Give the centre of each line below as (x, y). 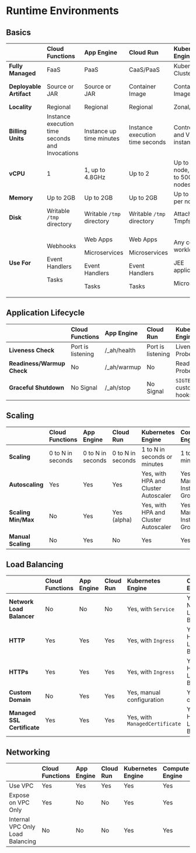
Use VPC (21, 786)
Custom (20, 693)
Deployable (25, 86)
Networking (28, 752)
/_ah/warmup (123, 367)
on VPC (20, 803)
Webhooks (61, 246)
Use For (20, 263)
